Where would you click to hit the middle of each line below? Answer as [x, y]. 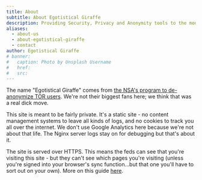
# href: [19, 67]
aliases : [17, 28]
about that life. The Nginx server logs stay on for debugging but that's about [101, 134]
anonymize [20, 97]
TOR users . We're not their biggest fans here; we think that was [113, 97]
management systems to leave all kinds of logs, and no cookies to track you [100, 121]
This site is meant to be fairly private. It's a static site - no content [87, 115]
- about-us [25, 34]
